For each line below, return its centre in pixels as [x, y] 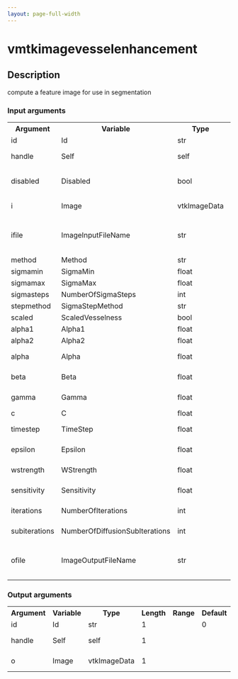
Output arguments [40, 595]
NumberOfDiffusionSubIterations [116, 531]
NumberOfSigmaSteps [99, 294]
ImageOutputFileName [99, 560]
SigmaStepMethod [92, 305]
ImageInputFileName [96, 235]
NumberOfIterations [94, 510]
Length [154, 613]
